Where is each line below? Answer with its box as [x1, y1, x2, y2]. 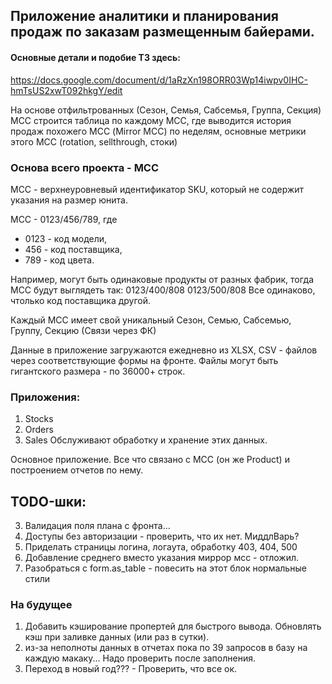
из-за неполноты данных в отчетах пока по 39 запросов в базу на [24, 642, 308, 654]
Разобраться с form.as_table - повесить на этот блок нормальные [24, 562, 307, 574]
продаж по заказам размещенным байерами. [10, 24, 315, 41]
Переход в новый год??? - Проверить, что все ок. [24, 663, 238, 675]
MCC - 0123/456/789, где [10, 213, 118, 225]
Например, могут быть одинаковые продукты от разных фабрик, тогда [10, 273, 315, 285]
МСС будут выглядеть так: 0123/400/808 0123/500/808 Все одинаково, [10, 284, 316, 296]
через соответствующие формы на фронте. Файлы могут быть [10, 354, 279, 366]
